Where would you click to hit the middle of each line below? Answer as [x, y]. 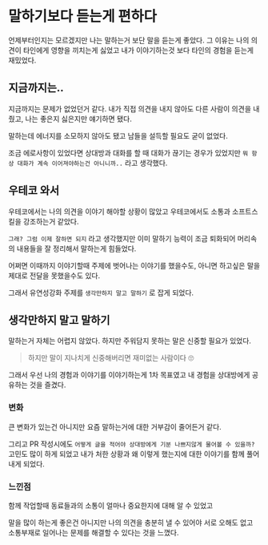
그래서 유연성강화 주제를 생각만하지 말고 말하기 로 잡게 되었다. [101, 293]
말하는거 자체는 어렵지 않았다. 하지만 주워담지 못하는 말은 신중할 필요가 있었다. [130, 341]
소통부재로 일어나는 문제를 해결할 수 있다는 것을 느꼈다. [94, 532]
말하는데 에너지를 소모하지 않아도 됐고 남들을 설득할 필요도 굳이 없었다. [118, 135]
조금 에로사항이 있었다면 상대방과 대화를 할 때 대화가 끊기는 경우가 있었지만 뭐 [128, 152]
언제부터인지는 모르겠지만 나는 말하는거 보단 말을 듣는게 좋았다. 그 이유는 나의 [129, 40]
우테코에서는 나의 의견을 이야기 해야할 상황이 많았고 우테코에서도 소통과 [119, 211]
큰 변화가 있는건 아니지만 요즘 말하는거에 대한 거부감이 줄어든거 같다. [115, 426]
